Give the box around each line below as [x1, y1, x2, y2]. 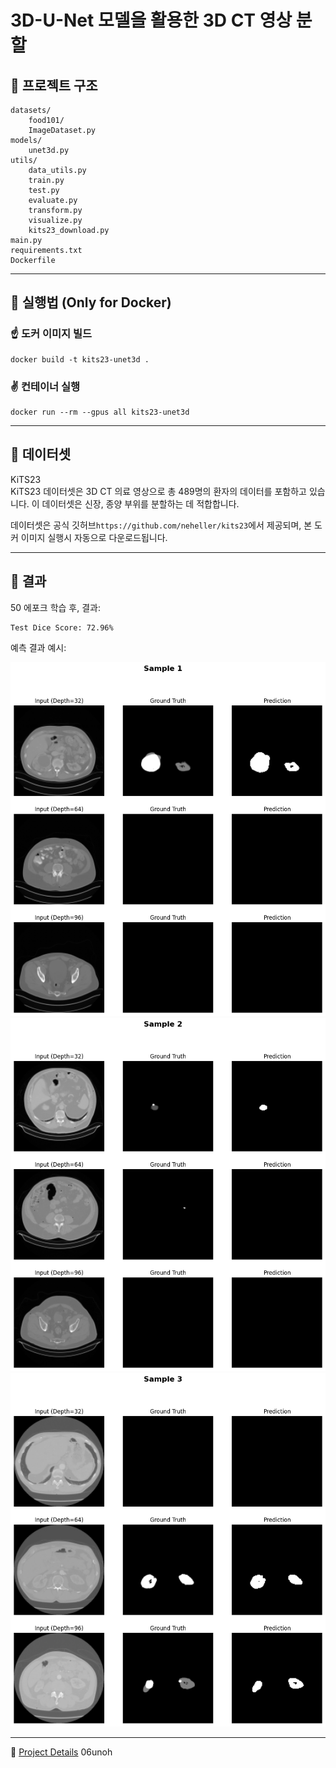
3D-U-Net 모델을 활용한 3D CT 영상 [10, 9, 293, 32]
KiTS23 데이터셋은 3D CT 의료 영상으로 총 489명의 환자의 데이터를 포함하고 [10, 485, 307, 497]
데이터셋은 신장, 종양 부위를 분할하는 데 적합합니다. [41, 497, 240, 510]
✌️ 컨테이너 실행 [10, 379, 81, 393]
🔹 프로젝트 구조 [10, 77, 98, 94]
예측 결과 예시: [10, 641, 67, 653]
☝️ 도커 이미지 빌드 [10, 327, 93, 341]
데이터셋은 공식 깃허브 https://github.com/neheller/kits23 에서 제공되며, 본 [10, 519, 313, 531]
